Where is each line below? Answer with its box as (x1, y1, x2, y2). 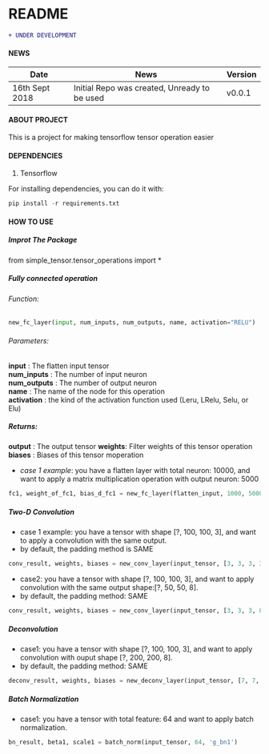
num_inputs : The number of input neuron (8, 369, 148, 379)
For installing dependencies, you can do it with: (8, 184, 164, 194)
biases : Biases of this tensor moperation (8, 450, 144, 460)
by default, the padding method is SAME (19, 544, 154, 554)
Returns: (8, 422, 38, 431)
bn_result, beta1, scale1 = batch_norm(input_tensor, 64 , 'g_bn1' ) (8, 738, 239, 746)
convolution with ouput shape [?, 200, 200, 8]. (19, 653, 174, 663)
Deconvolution (8, 624, 58, 633)
